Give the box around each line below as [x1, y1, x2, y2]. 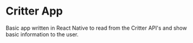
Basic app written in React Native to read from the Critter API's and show [5, 24, 187, 31]
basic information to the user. [5, 30, 79, 38]
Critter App [5, 4, 63, 18]
